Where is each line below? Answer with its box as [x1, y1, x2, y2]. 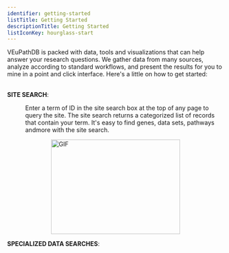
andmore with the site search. [25, 126, 110, 134]
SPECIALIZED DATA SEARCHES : [7, 240, 100, 248]
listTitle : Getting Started [7, 16, 88, 23]
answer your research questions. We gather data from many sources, [7, 56, 204, 64]
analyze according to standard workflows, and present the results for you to [7, 63, 222, 71]
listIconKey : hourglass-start [7, 29, 94, 36]
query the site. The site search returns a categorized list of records [25, 111, 215, 120]
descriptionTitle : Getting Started [7, 23, 109, 30]
